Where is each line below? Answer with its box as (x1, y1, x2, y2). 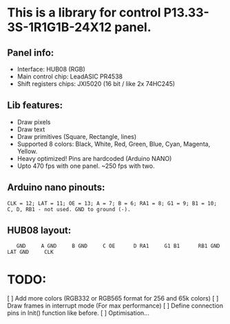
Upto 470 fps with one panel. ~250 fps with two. (17, 162, 155, 170)
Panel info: (7, 47, 54, 58)
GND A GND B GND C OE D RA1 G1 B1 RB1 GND (16, 243, 220, 250)
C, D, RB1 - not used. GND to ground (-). (7, 206, 131, 213)
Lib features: (7, 100, 63, 111)
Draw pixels (17, 118, 51, 126)
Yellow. (17, 147, 38, 155)
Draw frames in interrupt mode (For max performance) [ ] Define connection (7, 301, 224, 310)
